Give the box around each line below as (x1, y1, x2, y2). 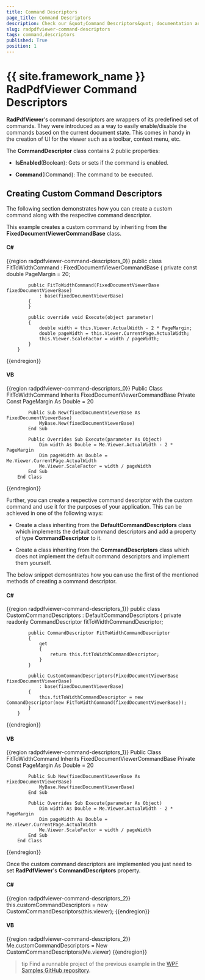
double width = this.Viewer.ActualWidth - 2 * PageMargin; (38, 325, 192, 331)
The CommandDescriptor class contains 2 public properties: (6, 147, 160, 154)
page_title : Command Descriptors (6, 15, 92, 21)
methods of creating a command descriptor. (6, 578, 117, 585)
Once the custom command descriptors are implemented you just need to (6, 861, 192, 868)
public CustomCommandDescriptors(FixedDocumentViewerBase (28, 673, 179, 679)
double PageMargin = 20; (6, 270, 71, 277)
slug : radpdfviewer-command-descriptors (6, 26, 111, 32)
